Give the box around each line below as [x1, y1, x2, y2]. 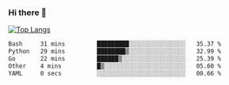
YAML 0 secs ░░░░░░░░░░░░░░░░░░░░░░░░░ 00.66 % [8, 69, 222, 77]
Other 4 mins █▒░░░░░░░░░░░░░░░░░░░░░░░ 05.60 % [8, 62, 222, 70]
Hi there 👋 [8, 7, 48, 18]
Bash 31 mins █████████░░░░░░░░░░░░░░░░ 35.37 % [8, 40, 222, 48]
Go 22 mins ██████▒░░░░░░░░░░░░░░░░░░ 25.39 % [8, 55, 222, 63]
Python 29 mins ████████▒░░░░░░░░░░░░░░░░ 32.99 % [8, 47, 222, 56]
